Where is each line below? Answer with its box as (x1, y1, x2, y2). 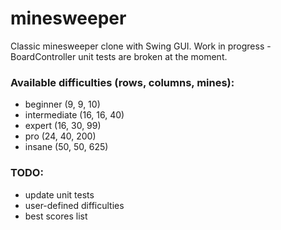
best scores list (24, 210, 88, 222)
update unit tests (24, 188, 95, 201)
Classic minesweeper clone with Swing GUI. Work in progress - (10, 40, 272, 52)
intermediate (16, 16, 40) (24, 109, 125, 121)
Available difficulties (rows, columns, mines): (10, 75, 235, 89)
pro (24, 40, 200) (24, 130, 97, 142)
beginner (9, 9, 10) (24, 98, 101, 111)
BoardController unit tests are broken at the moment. (10, 50, 228, 62)
